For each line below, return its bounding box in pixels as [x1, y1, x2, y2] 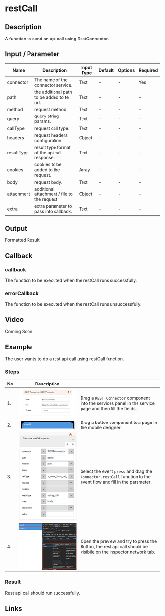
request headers [34, 132, 68, 138]
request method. [34, 107, 68, 113]
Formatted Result [5, 237, 40, 243]
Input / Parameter [5, 50, 60, 58]
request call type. [34, 125, 70, 131]
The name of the [34, 77, 68, 83]
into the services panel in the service [80, 400, 155, 406]
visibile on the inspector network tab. [80, 549, 156, 555]
